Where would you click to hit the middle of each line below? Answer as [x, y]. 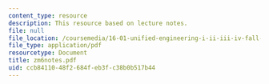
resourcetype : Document [48, 53]
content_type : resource [48, 16]
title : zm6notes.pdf [43, 61]
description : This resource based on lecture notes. [98, 23]
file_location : [34, 38]
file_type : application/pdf [55, 46]
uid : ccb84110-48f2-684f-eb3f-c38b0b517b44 [82, 68]
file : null [26, 30]
